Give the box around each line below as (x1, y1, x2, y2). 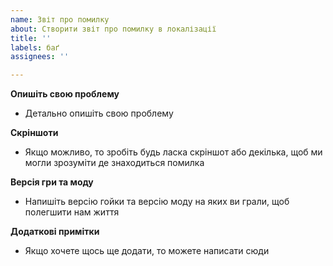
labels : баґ (10, 42, 60, 53)
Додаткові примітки (10, 226, 100, 238)
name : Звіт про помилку (10, 14, 110, 25)
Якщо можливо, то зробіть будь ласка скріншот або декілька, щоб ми (24, 146, 323, 158)
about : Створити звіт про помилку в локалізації (10, 24, 217, 34)
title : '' (10, 33, 52, 43)
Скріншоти (10, 127, 59, 139)
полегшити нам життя (24, 206, 120, 218)
